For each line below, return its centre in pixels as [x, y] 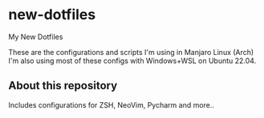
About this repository [63, 86]
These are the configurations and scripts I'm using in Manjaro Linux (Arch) [131, 52]
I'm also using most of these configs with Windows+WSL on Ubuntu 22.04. [132, 61]
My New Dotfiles [36, 37]
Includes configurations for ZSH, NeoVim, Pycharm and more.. [112, 104]
